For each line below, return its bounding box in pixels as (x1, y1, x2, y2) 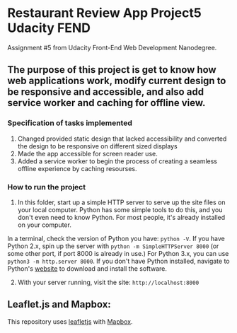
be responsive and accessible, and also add (7, 86, 204, 98)
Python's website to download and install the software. (7, 264, 168, 273)
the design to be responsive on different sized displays (17, 141, 178, 150)
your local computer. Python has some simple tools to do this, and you (17, 205, 223, 214)
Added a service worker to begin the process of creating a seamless (17, 157, 218, 165)
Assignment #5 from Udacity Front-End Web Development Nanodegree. (7, 43, 217, 52)
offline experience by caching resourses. (17, 164, 137, 173)
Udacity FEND (7, 20, 91, 36)
